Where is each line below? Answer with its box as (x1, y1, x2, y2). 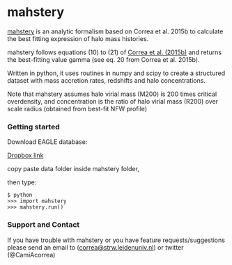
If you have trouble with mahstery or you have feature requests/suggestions (7, 236, 225, 244)
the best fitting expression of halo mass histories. (7, 34, 149, 42)
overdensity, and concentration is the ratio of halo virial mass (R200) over (7, 97, 218, 105)
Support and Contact (7, 220, 80, 230)
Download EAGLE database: (7, 138, 88, 146)
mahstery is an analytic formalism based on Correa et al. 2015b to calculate (7, 27, 224, 35)
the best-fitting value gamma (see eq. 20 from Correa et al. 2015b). (7, 55, 200, 63)
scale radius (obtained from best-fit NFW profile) (7, 104, 148, 113)
